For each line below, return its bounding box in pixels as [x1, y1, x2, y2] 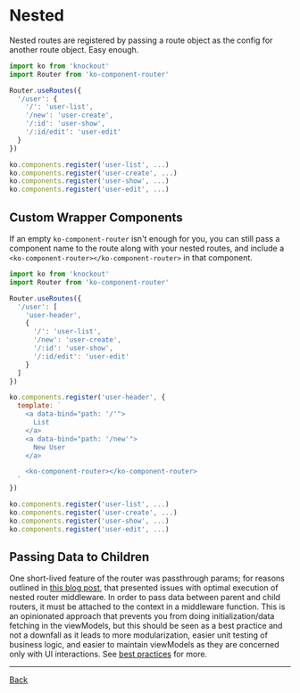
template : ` [17, 401, 62, 410]
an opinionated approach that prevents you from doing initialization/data [9, 611, 275, 622]
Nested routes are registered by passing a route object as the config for [9, 35, 273, 45]
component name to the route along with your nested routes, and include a [9, 243, 285, 253]
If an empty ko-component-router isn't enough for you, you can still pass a [9, 234, 280, 243]
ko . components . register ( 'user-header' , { [9, 393, 166, 402]
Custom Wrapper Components [9, 210, 183, 225]
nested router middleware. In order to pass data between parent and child [9, 592, 281, 603]
